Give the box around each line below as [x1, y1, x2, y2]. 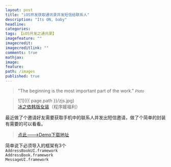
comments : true [5, 50, 38, 55]
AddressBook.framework [5, 152, 53, 158]
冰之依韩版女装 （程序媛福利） [17, 103, 80, 109]
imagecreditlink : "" [5, 45, 49, 50]
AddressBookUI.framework [5, 148, 58, 153]
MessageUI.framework [5, 157, 49, 162]
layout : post [5, 7, 33, 13]
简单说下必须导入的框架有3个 [5, 142, 66, 148]
